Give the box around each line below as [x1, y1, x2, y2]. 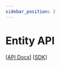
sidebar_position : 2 [5, 8, 56, 15]
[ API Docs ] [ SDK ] [5, 54, 48, 61]
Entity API [5, 34, 55, 47]
